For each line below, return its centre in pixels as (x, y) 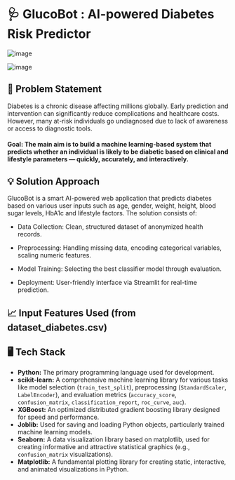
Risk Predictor (49, 34)
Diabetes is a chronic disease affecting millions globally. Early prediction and (118, 106)
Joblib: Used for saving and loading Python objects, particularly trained (121, 425)
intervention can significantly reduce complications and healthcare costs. (113, 113)
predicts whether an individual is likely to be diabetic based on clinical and (118, 152)
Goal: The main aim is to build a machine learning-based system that (109, 145)
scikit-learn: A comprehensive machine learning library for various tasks (123, 380)
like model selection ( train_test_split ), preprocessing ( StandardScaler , (122, 387)
